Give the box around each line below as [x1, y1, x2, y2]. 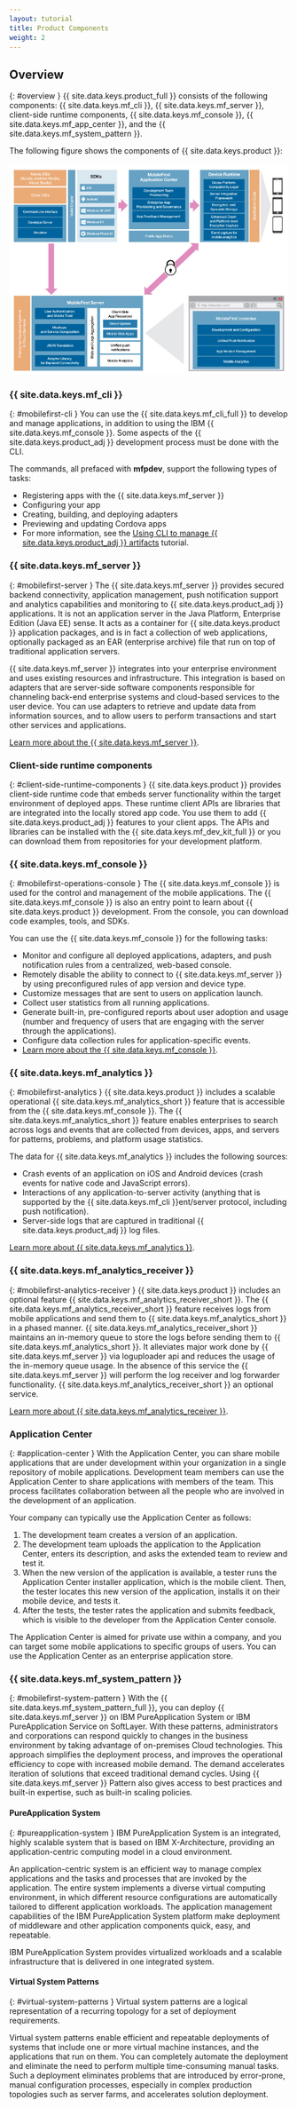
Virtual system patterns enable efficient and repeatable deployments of [9, 2032, 270, 2042]
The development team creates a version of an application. [21, 1530, 238, 1541]
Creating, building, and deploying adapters [21, 509, 179, 519]
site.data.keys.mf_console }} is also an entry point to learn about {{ [9, 897, 254, 907]
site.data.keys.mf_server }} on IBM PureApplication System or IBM [9, 1712, 251, 1723]
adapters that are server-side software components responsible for [9, 682, 255, 693]
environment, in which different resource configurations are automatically [9, 1891, 277, 1902]
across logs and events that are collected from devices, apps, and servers [9, 1124, 280, 1136]
